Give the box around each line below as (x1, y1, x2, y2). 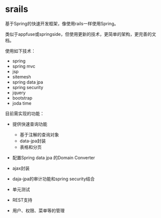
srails (5, 3, 28, 15)
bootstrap (12, 95, 33, 101)
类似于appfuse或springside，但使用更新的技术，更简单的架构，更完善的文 (5, 31, 157, 37)
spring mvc (12, 63, 36, 69)
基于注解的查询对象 (19, 131, 59, 137)
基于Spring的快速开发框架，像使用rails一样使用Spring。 (5, 20, 119, 26)
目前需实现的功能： (5, 110, 45, 116)
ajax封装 (12, 165, 30, 171)
